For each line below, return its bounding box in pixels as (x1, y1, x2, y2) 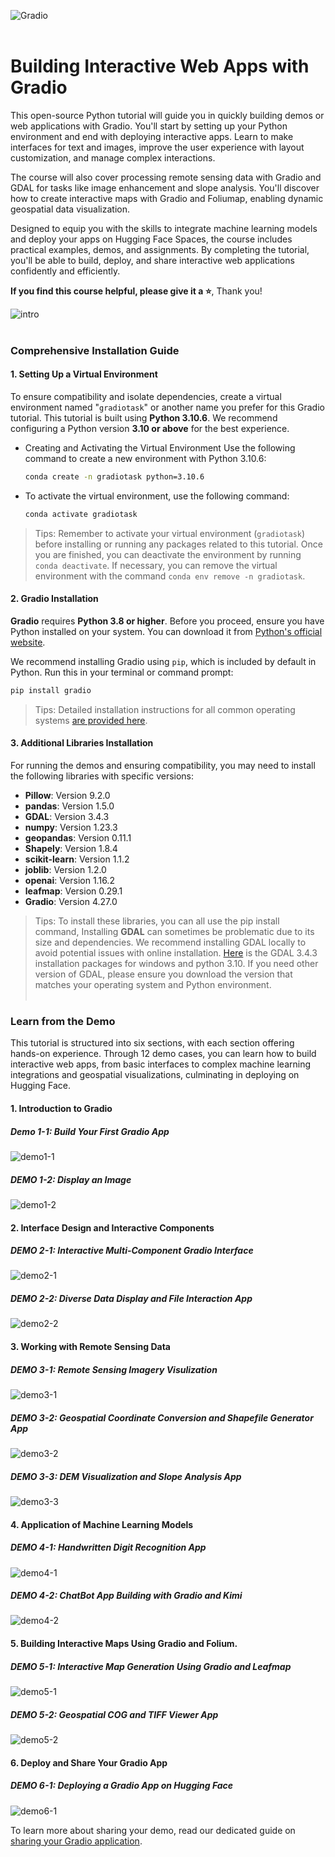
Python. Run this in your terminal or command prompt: (10, 666, 234, 679)
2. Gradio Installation (10, 593, 99, 605)
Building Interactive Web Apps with (10, 55, 310, 78)
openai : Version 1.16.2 (24, 875, 115, 887)
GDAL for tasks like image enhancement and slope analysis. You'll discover (10, 181, 320, 194)
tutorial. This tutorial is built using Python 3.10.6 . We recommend (10, 412, 278, 424)
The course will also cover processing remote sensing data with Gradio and (10, 171, 322, 183)
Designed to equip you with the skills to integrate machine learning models (10, 222, 318, 234)
